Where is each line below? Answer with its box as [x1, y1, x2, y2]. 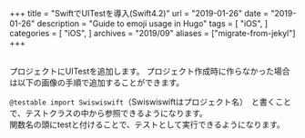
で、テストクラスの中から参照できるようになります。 [9, 108, 208, 118]
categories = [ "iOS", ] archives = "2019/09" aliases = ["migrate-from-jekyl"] [9, 28, 296, 38]
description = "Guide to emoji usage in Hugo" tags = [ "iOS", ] [36, 18, 269, 29]
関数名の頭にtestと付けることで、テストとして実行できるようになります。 [9, 119, 285, 130]
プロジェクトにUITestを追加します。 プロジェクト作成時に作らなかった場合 [9, 66, 290, 76]
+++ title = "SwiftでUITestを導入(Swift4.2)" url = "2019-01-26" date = [9, 8, 269, 18]
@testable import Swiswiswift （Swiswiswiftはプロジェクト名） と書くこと [9, 96, 292, 107]
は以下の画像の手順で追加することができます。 [9, 77, 185, 88]
